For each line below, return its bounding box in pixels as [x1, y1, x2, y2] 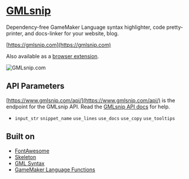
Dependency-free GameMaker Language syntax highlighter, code [6, 24, 165, 31]
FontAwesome [14, 147, 50, 154]
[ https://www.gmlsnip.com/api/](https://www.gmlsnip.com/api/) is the [6, 97, 175, 104]
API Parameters [6, 81, 65, 91]
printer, [6, 29, 24, 37]
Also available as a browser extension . [6, 52, 99, 59]
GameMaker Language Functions [14, 166, 95, 173]
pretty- [166, 24, 184, 31]
